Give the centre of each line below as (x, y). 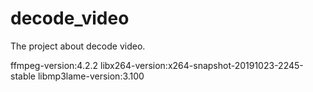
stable (23, 76)
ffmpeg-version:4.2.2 (54, 65)
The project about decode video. (78, 46)
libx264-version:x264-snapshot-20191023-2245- (201, 65)
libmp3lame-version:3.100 (91, 76)
